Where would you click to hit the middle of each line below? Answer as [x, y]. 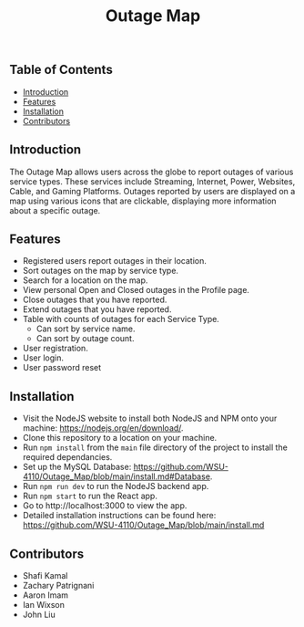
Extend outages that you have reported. [97, 309]
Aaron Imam [46, 595]
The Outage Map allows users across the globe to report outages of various [152, 172]
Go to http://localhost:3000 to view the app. [105, 506]
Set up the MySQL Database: [77, 467]
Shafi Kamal [45, 575]
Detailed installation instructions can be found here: [119, 516]
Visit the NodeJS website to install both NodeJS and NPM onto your [150, 418]
